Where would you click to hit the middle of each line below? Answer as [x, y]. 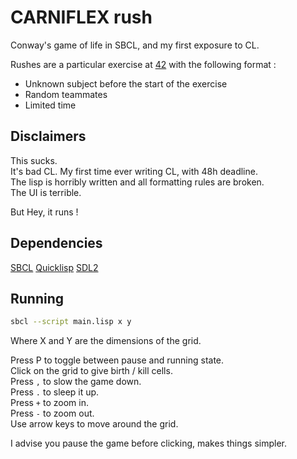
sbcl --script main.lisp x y [71, 322]
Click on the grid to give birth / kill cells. [91, 371]
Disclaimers [48, 136]
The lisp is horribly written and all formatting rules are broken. [137, 182]
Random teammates [66, 94]
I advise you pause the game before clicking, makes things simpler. [148, 443]
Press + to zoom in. [49, 403]
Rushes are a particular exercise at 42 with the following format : [143, 64]
